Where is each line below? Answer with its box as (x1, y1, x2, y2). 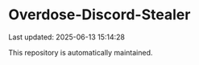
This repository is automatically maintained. (8, 47, 153, 57)
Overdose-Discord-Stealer (8, 6, 191, 24)
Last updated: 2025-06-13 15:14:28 (8, 32, 126, 42)
